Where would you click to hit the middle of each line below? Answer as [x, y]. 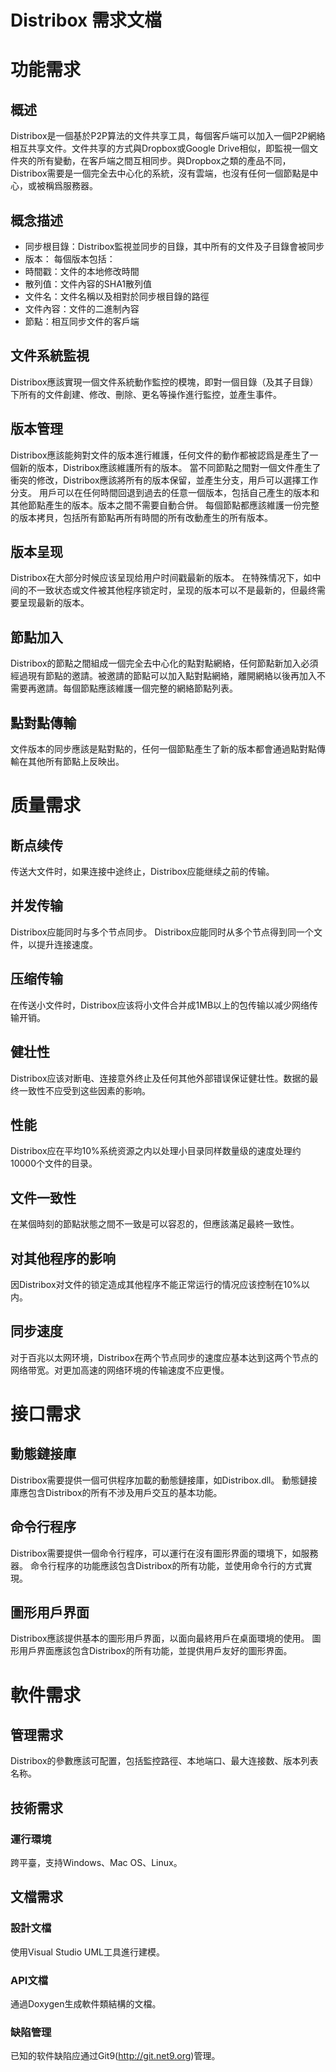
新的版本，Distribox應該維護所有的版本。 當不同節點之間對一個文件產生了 [170, 467]
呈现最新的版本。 [54, 603]
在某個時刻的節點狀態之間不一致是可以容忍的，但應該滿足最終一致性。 [155, 1224]
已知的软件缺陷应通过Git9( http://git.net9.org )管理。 [115, 2056]
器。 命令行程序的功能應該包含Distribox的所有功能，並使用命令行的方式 [157, 1565]
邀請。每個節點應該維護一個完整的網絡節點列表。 [137, 688]
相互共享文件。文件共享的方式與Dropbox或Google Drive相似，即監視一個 [160, 148]
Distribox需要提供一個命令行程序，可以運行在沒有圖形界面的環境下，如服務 [164, 1553]
